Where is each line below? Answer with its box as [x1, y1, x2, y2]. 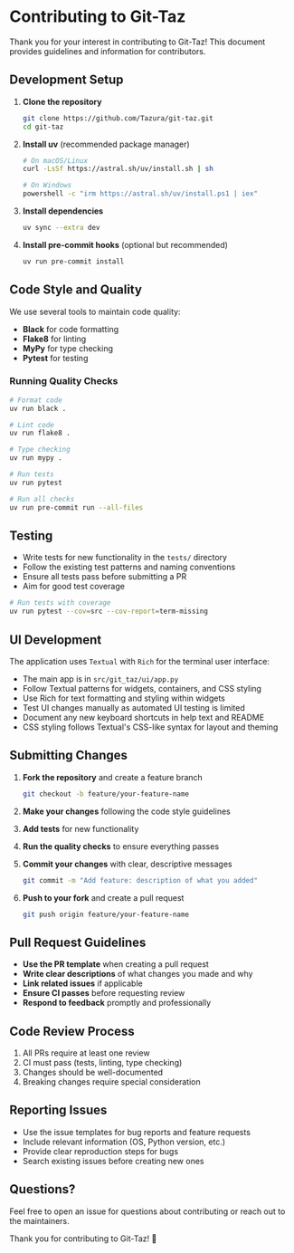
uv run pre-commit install [22, 256, 125, 266]
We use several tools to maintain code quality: [9, 306, 181, 317]
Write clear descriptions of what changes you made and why [22, 969, 253, 980]
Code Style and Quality [9, 282, 143, 298]
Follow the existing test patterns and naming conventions [22, 561, 236, 572]
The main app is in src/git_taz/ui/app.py [22, 673, 179, 684]
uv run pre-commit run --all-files [9, 502, 144, 512]
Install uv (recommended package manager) [22, 139, 190, 149]
